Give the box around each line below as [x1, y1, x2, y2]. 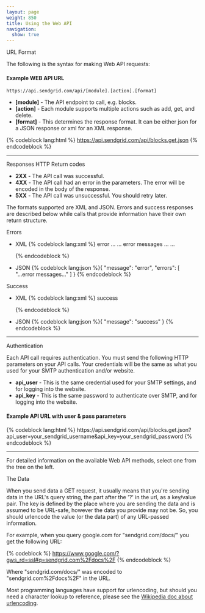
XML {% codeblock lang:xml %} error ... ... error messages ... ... [15, 240, 175, 248]
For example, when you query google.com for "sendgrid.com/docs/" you [6, 531, 189, 538]
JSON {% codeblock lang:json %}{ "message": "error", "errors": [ [15, 264, 180, 272]
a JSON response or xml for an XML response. [15, 125, 132, 132]
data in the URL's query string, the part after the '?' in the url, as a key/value [6, 493, 196, 500]
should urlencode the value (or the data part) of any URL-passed [6, 513, 169, 520]
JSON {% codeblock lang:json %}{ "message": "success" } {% [15, 318, 174, 325]
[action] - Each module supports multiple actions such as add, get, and [15, 105, 195, 113]
